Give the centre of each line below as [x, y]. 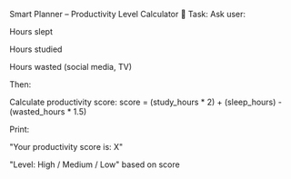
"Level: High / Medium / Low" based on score [95, 164]
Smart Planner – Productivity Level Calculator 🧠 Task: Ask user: [128, 14]
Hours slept [31, 31]
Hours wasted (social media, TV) [70, 67]
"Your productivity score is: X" [66, 147]
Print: [20, 129]
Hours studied [36, 49]
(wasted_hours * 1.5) [48, 112]
